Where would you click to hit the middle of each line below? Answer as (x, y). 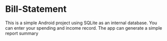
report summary (22, 33)
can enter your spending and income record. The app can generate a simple (84, 28)
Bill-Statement (36, 9)
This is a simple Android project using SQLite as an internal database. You (81, 23)
